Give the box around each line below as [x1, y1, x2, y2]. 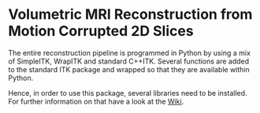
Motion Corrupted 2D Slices [8, 22, 195, 40]
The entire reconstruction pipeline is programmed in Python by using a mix [8, 48, 251, 57]
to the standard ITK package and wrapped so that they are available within [8, 64, 250, 74]
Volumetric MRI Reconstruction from [8, 5, 253, 24]
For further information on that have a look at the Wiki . [8, 97, 184, 106]
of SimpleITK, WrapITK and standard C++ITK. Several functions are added [8, 56, 250, 66]
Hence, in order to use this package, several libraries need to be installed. [8, 88, 247, 97]
